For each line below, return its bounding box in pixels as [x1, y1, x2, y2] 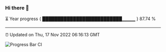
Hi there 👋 [5, 4, 30, 11]
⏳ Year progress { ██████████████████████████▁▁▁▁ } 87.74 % [5, 16, 156, 22]
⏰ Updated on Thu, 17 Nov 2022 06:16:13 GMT [5, 32, 100, 38]
